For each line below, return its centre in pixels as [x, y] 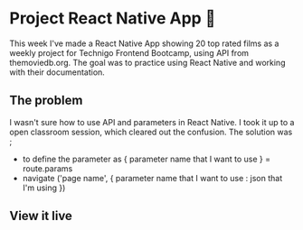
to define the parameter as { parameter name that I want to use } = [147, 159]
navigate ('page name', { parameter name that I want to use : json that [152, 178]
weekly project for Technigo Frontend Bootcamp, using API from [129, 52]
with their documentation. [57, 72]
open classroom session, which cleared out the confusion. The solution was [151, 132]
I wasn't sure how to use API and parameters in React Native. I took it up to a [152, 122]
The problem [46, 101]
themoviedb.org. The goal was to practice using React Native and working [147, 62]
